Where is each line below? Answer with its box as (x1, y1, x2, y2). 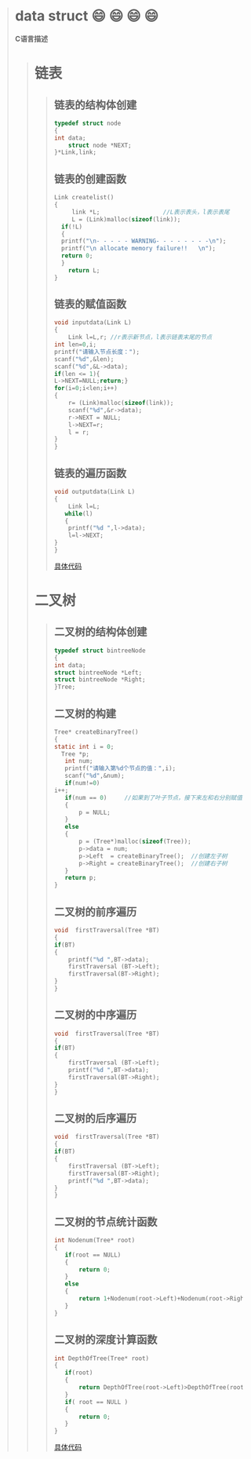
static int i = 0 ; (53, 742, 115, 750)
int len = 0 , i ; (53, 341, 97, 348)
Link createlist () (53, 194, 115, 202)
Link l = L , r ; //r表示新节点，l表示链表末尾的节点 (68, 334, 213, 341)
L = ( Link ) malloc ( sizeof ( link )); (71, 215, 181, 223)
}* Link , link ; (53, 148, 97, 156)
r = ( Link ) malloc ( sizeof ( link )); (68, 399, 174, 407)
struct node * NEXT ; (68, 141, 132, 149)
